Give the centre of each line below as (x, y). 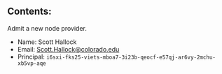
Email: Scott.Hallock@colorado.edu (68, 49)
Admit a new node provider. (47, 28)
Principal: (31, 57)
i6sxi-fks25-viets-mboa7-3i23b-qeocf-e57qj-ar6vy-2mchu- (131, 57)
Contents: (29, 12)
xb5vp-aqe (32, 63)
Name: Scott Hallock (47, 42)
